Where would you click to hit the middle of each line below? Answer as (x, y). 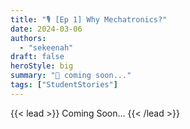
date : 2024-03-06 (46, 29)
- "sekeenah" (46, 47)
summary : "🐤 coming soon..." (71, 76)
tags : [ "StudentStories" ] (64, 85)
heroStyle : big (42, 66)
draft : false (37, 57)
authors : (28, 38)
